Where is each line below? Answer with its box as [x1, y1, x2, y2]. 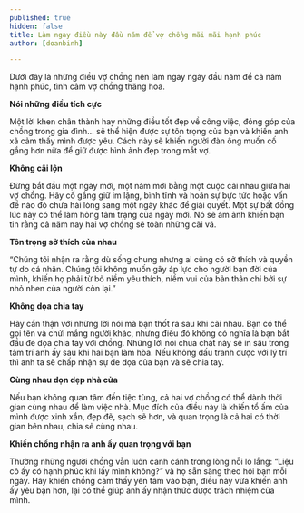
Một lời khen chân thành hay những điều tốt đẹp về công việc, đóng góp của [9, 116, 296, 127]
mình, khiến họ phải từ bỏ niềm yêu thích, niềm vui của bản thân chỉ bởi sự [9, 273, 288, 284]
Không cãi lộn [9, 163, 63, 173]
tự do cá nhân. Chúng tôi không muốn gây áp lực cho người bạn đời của [9, 264, 278, 275]
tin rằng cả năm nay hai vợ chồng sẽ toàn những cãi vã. [9, 219, 217, 230]
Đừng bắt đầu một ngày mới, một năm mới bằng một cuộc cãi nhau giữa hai [9, 181, 291, 192]
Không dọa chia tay [9, 301, 84, 311]
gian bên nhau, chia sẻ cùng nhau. [9, 421, 139, 432]
